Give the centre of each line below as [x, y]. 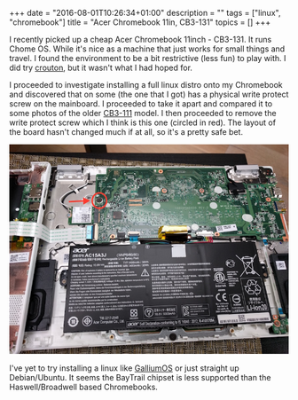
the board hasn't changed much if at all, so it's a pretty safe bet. [126, 132]
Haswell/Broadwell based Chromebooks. [83, 387]
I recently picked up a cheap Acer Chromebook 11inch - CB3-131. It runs [141, 39]
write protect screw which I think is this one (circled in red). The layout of [143, 122]
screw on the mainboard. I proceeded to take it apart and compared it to [141, 104]
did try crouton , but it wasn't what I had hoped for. [101, 67]
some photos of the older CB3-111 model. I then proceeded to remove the [143, 113]
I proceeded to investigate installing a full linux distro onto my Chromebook [146, 85]
